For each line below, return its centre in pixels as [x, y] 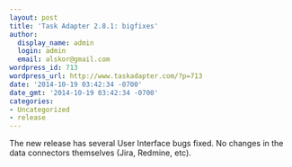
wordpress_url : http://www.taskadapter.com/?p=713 [106, 76]
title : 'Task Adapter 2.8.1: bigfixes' [84, 26]
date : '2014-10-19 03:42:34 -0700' [76, 84]
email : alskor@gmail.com [64, 59]
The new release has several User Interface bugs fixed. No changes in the [146, 144]
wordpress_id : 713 [44, 68]
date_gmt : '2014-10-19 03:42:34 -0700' [84, 92]
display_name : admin [56, 43]
